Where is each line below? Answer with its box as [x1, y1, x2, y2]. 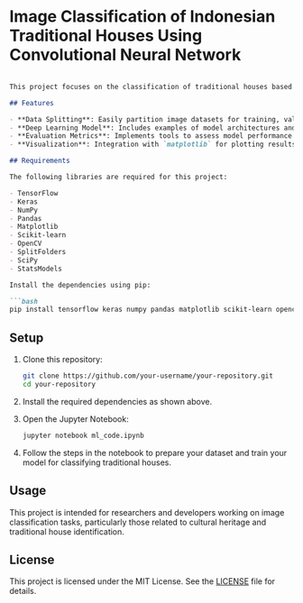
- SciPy [9, 255, 39, 265]
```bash [9, 297, 39, 306]
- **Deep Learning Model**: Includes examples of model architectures [9, 123, 280, 132]
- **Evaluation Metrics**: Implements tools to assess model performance [9, 132, 293, 141]
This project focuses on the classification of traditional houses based [9, 82, 293, 91]
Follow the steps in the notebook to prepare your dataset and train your [22, 447, 288, 458]
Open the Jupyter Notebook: [22, 413, 129, 425]
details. [9, 586, 37, 597]
